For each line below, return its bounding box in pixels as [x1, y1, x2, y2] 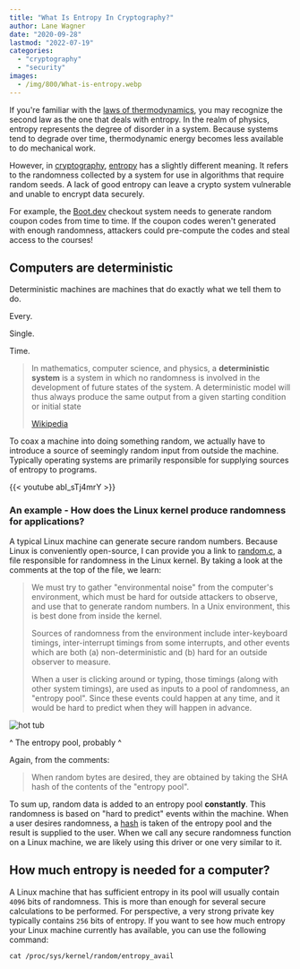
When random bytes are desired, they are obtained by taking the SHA [30, 772, 288, 783]
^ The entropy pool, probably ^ [9, 737, 123, 748]
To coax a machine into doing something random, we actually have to [9, 436, 266, 446]
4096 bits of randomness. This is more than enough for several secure [9, 895, 266, 906]
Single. [9, 328, 35, 339]
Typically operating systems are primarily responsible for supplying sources [9, 454, 289, 466]
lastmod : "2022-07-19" [9, 38, 94, 48]
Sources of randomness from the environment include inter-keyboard [30, 627, 288, 638]
